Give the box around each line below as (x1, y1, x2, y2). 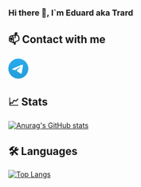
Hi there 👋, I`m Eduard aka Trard (8, 7, 134, 18)
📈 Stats (8, 95, 49, 109)
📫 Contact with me (8, 33, 106, 46)
